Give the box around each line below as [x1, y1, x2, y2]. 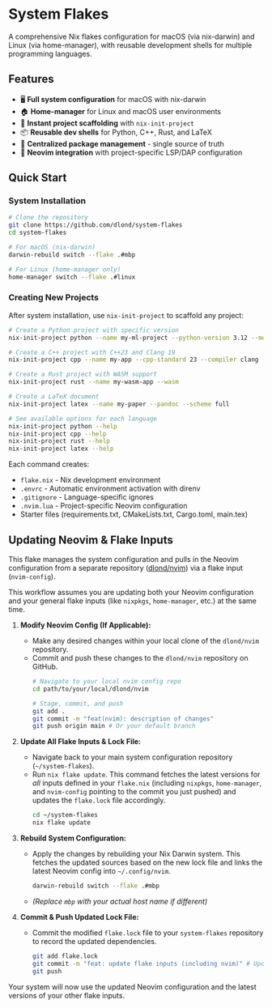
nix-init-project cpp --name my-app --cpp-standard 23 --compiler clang [8, 355, 259, 364]
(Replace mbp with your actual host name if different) [32, 896, 208, 906]
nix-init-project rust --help [8, 437, 111, 445]
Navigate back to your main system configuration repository [32, 752, 233, 762]
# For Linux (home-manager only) [8, 265, 121, 274]
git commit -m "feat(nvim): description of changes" [32, 714, 215, 723]
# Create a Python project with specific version [8, 325, 180, 334]
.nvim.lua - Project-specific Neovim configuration [19, 501, 188, 511]
